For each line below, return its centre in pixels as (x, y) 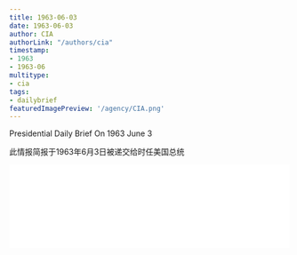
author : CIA (31, 34)
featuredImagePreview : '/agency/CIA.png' (87, 108)
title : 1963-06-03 (43, 17)
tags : (19, 92)
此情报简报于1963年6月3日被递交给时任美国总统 (97, 152)
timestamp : (29, 51)
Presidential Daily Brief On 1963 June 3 (81, 133)
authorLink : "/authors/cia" (61, 42)
